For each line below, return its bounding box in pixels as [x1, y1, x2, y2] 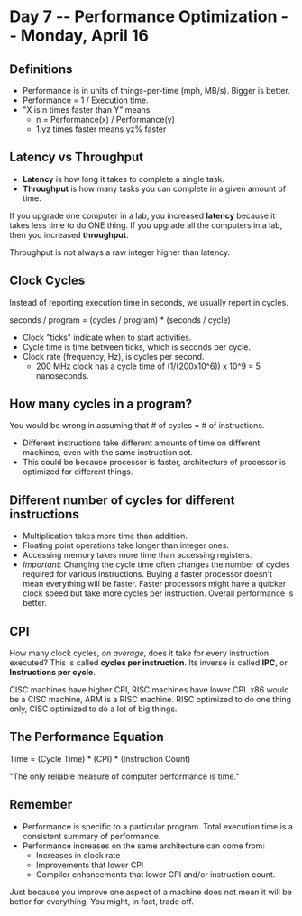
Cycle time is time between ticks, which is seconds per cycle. [22, 341, 251, 353]
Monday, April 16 [20, 25, 149, 46]
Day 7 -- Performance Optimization [9, 6, 278, 27]
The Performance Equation [9, 729, 164, 745]
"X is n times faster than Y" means [22, 105, 151, 114]
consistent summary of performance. [22, 830, 161, 841]
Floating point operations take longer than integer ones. [22, 540, 230, 551]
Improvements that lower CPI [35, 859, 144, 870]
